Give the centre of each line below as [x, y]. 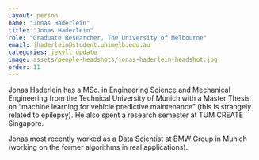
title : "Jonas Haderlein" [51, 30]
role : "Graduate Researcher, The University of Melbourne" [108, 38]
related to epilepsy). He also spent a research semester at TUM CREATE [126, 115]
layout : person [33, 15]
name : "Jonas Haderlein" [49, 23]
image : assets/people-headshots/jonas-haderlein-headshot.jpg [113, 60]
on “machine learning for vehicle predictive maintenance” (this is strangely [130, 106]
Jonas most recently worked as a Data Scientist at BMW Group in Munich [128, 139]
